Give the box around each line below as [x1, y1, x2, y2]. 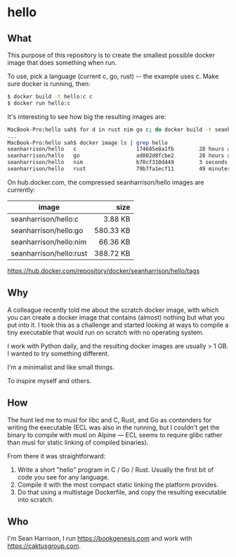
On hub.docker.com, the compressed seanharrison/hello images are [7, 177, 205, 187]
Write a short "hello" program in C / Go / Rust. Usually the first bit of [17, 465, 214, 474]
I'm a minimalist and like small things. [7, 363, 114, 371]
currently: [7, 185, 36, 194]
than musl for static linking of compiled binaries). [7, 438, 149, 446]
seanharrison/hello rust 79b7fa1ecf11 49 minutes [7, 165, 231, 173]
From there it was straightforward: [7, 451, 106, 460]
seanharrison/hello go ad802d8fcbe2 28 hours [7, 152, 225, 159]
